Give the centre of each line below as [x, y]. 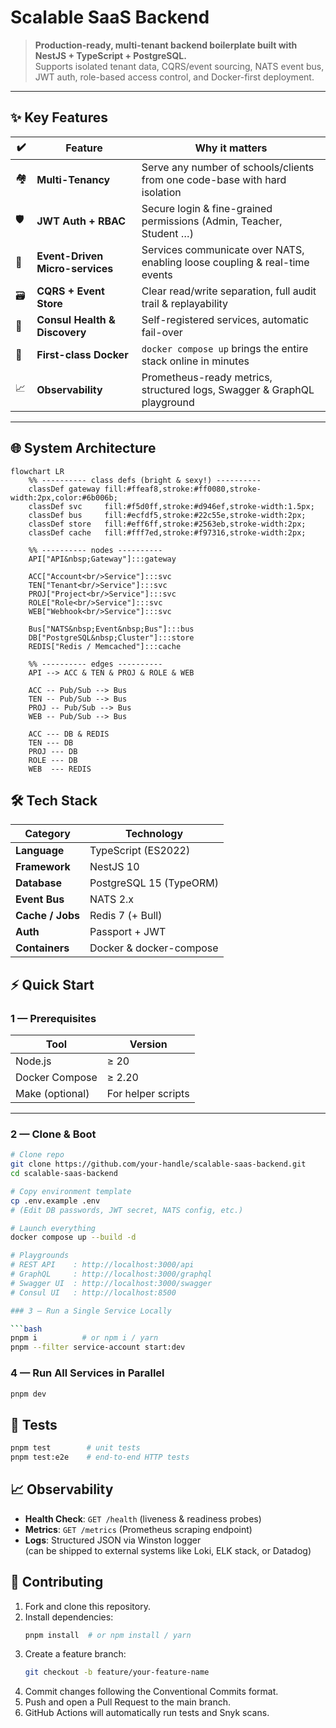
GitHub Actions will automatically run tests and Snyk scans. [147, 1713]
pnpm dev [28, 1394]
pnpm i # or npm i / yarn [84, 1338]
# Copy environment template [71, 1191]
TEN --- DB [51, 742]
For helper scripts [148, 1094]
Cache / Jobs [48, 916]
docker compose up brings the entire [225, 348]
